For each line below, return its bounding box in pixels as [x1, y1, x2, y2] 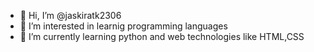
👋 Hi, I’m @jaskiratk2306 [19, 10, 122, 21]
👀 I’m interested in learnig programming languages [19, 20, 228, 32]
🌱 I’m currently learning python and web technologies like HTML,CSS [19, 31, 305, 42]
